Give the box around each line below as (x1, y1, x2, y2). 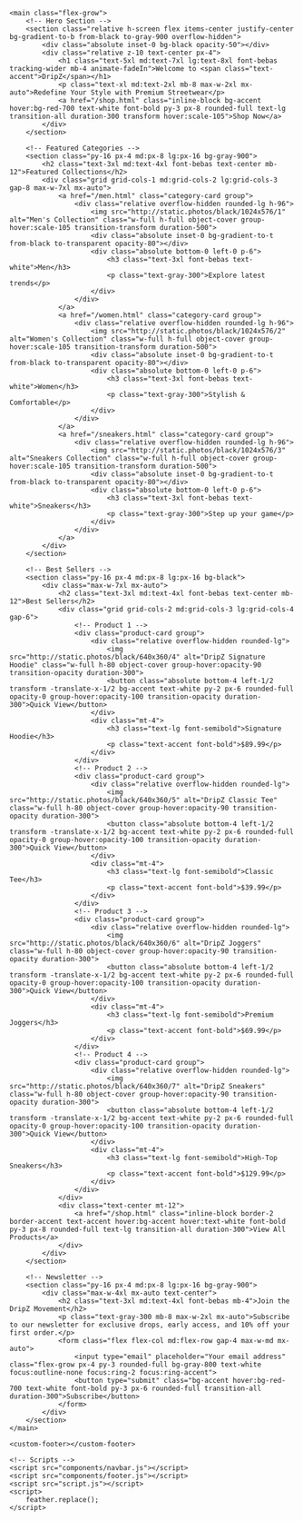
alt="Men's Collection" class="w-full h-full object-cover (9, 215, 238, 224)
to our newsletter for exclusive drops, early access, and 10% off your (9, 1320, 290, 1329)
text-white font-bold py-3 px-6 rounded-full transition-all (25, 1384, 261, 1393)
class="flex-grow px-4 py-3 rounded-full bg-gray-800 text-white (9, 1360, 261, 1369)
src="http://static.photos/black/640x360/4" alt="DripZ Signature (9, 652, 266, 661)
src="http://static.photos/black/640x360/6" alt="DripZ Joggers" (9, 939, 261, 948)
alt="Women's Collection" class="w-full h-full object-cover (9, 334, 246, 343)
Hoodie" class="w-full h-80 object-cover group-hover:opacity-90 (9, 661, 261, 670)
